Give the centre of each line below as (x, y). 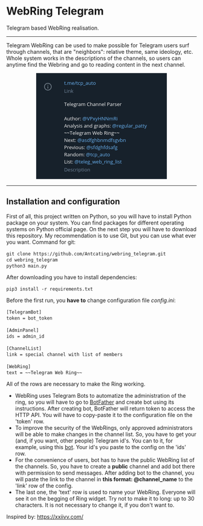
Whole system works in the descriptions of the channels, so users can (94, 58)
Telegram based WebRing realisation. (53, 28)
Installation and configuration (63, 202)
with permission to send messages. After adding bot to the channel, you (105, 473)
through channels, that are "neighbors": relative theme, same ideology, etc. (100, 51)
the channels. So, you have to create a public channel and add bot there (105, 466)
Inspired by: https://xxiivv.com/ (45, 516)
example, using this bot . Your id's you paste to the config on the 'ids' (100, 447)
